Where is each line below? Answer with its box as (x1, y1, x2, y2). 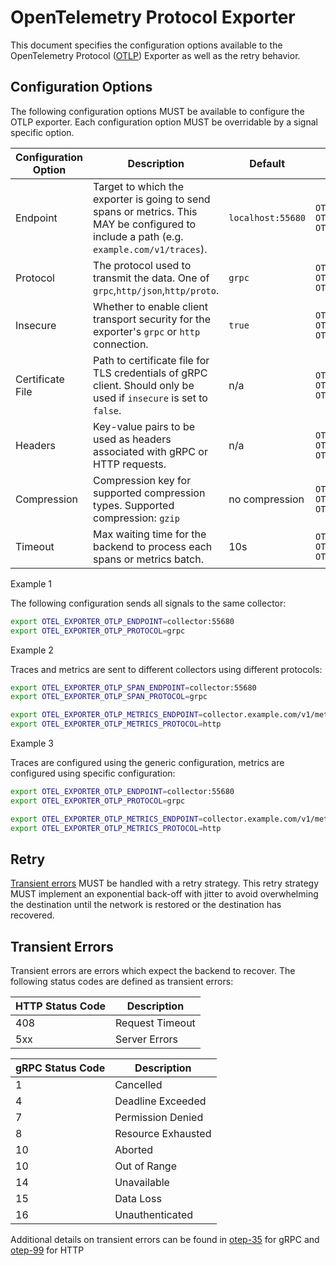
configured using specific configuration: (10, 767, 176, 779)
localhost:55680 (228, 212, 306, 223)
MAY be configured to (93, 217, 197, 231)
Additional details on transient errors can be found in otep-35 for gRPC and (10, 1234, 320, 1246)
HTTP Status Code (15, 999, 107, 1013)
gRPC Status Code (15, 1061, 106, 1075)
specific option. (10, 126, 75, 138)
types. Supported (93, 498, 175, 512)
